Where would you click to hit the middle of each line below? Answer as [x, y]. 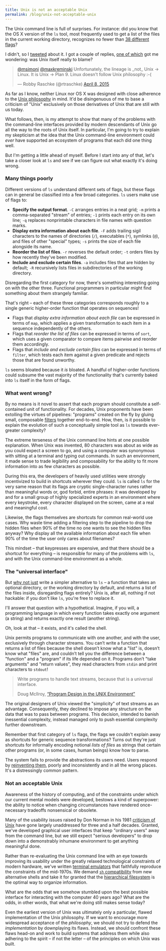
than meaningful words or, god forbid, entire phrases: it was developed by [81, 492]
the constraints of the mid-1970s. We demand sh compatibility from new [79, 871]
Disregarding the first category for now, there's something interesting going [82, 283]
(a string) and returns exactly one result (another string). [63, 618]
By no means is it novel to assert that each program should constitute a [78, 404]
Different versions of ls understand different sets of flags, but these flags [80, 189]
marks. [19, 225]
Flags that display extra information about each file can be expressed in [86, 318]
